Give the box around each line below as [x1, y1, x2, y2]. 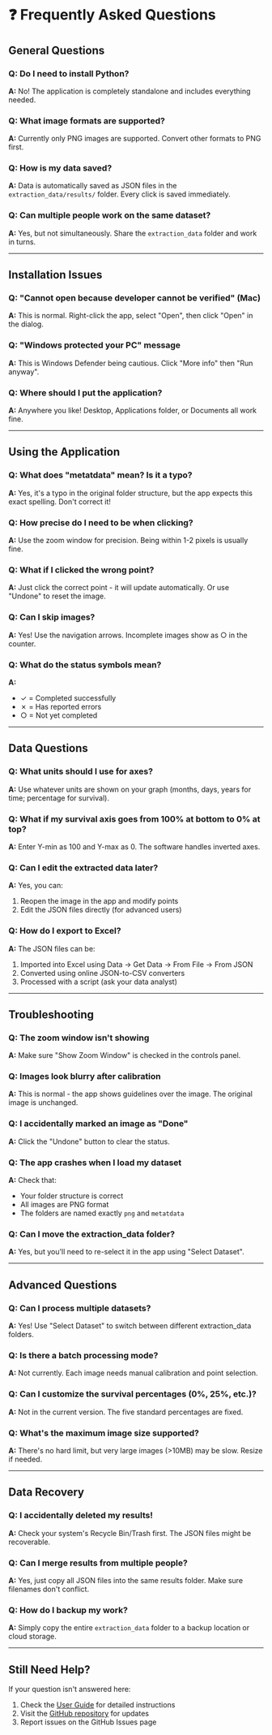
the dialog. [8, 319, 45, 329]
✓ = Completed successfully [19, 693, 117, 702]
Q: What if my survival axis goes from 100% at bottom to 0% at [8, 813, 261, 824]
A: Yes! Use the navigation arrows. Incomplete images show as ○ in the [8, 630, 249, 640]
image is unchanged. [8, 1098, 79, 1107]
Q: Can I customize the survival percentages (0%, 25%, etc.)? [8, 1388, 257, 1400]
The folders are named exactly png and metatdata [19, 1208, 185, 1218]
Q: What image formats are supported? [8, 114, 166, 126]
